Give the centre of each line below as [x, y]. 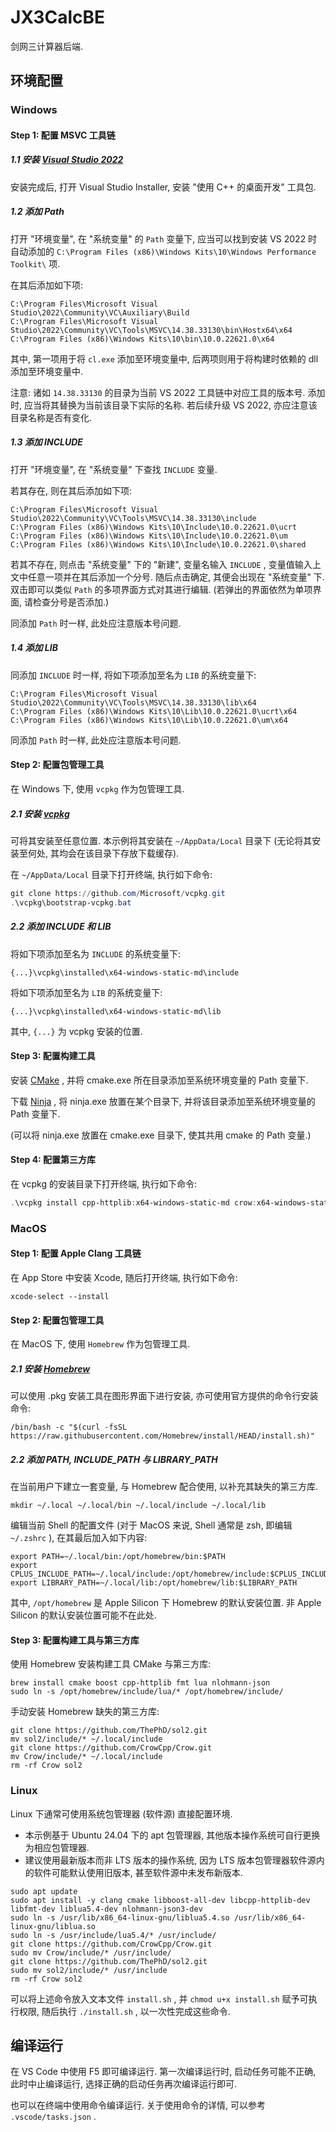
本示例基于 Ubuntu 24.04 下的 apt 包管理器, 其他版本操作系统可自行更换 [172, 1835]
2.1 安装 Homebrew [50, 1368]
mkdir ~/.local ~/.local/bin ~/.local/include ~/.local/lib [138, 1506]
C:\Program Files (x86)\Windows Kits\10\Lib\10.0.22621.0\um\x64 [149, 720]
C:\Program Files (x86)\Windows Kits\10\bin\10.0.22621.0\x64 [142, 339]
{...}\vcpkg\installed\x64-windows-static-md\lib [116, 1011]
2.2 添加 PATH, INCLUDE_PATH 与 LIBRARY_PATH [114, 1459]
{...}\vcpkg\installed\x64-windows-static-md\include [125, 972]
